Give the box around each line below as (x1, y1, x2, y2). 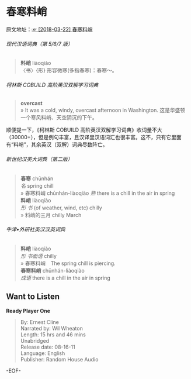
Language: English (20, 349, 65, 357)
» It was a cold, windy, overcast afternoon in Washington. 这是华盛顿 (20, 106, 186, 114)
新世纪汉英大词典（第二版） (6, 156, 73, 163)
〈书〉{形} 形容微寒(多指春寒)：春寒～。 (20, 67, 117, 74)
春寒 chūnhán (20, 175, 54, 182)
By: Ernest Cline (20, 318, 60, 325)
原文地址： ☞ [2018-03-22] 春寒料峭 (6, 26, 93, 33)
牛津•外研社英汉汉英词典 (6, 226, 65, 233)
